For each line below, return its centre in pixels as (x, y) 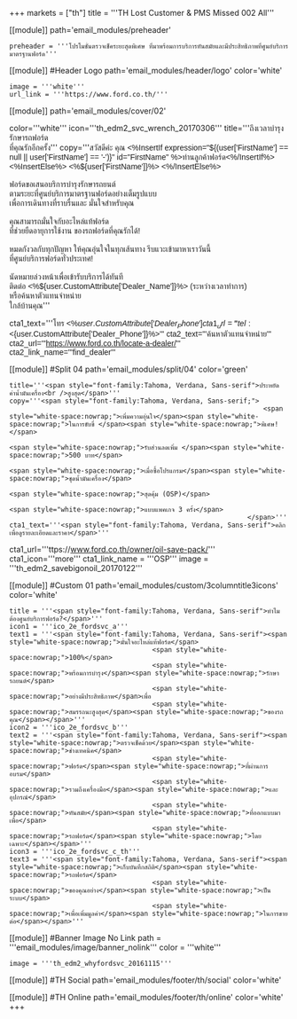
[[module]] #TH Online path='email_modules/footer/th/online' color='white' (146, 997)
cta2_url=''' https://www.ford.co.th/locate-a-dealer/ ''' (95, 343)
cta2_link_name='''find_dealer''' (63, 352)
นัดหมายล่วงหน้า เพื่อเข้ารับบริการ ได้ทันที (66, 277)
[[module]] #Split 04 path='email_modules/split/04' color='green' (129, 369)
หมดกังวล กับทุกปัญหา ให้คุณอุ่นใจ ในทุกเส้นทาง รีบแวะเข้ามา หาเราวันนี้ (110, 249)
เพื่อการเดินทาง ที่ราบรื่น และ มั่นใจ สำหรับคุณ (72, 203)
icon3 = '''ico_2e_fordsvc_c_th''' (75, 851)
